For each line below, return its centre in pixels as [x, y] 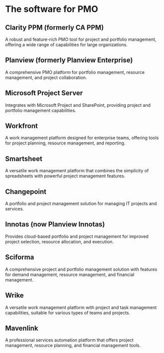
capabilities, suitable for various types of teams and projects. [68, 313]
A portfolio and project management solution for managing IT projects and [81, 204]
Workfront [22, 126]
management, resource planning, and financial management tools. [73, 346]
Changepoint [26, 191]
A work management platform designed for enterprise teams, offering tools [82, 138]
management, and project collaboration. [46, 77]
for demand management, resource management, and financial [70, 275]
